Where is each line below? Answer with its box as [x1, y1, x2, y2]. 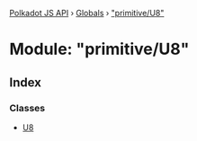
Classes [9, 101, 46, 114]
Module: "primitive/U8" [9, 40, 190, 59]
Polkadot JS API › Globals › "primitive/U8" [9, 8, 165, 18]
